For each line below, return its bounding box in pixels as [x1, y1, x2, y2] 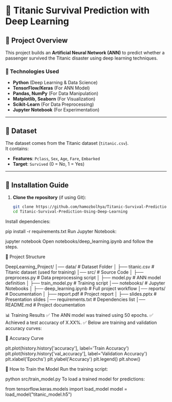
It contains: [5, 146, 29, 152]
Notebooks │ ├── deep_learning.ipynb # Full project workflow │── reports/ [5, 285, 166, 292]
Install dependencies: [5, 218, 51, 224]
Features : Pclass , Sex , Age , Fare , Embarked [12, 156, 100, 162]
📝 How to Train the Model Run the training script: [5, 366, 109, 372]
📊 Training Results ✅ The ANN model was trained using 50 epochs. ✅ [5, 312, 154, 318]
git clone [12, 204, 34, 209]
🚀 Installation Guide [5, 181, 69, 189]
